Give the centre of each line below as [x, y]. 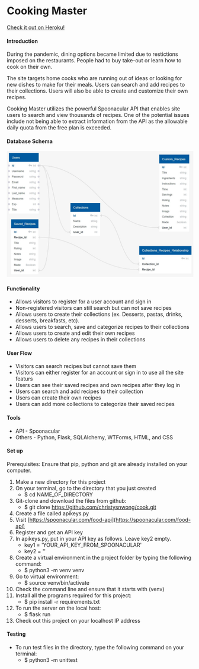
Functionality [23, 288]
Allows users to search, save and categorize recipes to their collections [102, 327]
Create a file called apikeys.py [52, 513]
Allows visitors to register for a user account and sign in [83, 302]
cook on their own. [30, 67]
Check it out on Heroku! [36, 27]
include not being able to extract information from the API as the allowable [97, 121]
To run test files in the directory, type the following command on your [99, 647]
